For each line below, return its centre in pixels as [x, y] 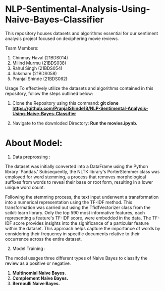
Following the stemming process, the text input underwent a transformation [82, 197]
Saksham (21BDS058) [34, 73]
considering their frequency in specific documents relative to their [73, 234]
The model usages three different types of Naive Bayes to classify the [76, 258]
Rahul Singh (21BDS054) [37, 68]
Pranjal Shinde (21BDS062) [40, 79]
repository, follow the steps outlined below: [49, 93]
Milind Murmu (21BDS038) [39, 63]
